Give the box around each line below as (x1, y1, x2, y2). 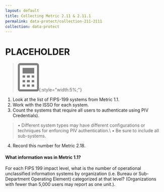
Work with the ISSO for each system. (12, 102, 89, 108)
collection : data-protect (5, 24, 59, 29)
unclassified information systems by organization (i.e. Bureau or (5, 171, 138, 177)
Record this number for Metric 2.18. (12, 143, 86, 149)
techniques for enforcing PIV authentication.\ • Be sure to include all (17, 128, 159, 134)
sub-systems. (17, 133, 46, 139)
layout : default (5, 8, 39, 13)
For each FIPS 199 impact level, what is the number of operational (5, 165, 141, 171)
